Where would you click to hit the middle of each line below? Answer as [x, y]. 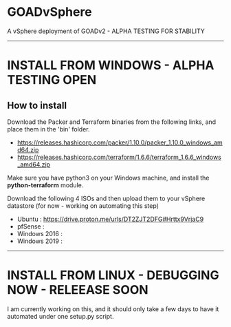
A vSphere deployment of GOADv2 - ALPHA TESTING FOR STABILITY [106, 31]
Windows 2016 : [40, 233]
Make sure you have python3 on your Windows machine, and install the [108, 178]
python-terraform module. [45, 185]
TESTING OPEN [52, 80]
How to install [37, 105]
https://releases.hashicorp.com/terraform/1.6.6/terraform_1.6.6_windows [119, 157]
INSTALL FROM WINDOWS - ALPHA [111, 65]
